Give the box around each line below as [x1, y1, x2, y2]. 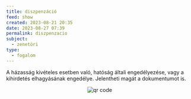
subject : [6, 36, 28, 42]
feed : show [6, 14, 33, 20]
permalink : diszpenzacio [6, 31, 68, 37]
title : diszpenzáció [6, 8, 58, 15]
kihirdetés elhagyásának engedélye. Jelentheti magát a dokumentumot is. [6, 75, 186, 82]
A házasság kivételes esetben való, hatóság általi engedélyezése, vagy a [6, 68, 184, 75]
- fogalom [11, 52, 36, 58]
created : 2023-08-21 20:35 [6, 19, 73, 25]
